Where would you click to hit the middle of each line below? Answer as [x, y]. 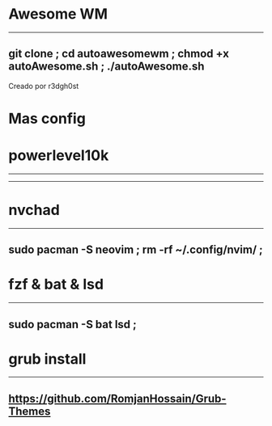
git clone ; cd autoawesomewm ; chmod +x [119, 54]
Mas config [47, 118]
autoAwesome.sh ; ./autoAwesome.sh [106, 67]
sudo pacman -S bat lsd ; [73, 324]
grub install [47, 359]
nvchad [34, 210]
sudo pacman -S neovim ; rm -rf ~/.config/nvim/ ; [136, 250]
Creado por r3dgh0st [44, 86]
